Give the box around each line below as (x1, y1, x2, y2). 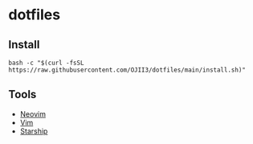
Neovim (19, 109, 47, 118)
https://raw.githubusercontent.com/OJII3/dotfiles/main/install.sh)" (8, 66, 247, 74)
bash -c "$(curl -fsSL (8, 59, 84, 67)
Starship (19, 126, 48, 136)
